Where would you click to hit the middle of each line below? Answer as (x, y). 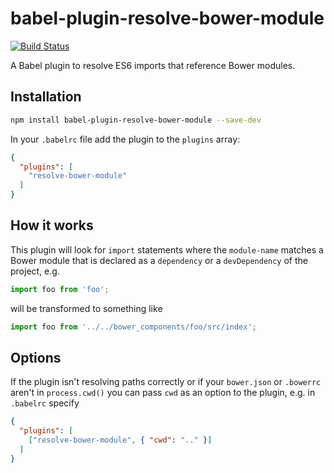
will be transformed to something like (86, 308)
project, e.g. (35, 271)
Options (36, 357)
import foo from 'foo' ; (60, 289)
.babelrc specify (45, 403)
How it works (52, 225)
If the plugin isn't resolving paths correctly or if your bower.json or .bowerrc (166, 382)
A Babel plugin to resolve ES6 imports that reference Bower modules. (153, 65)
